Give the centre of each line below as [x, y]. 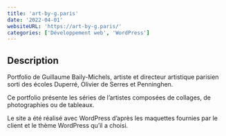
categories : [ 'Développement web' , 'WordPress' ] [78, 33]
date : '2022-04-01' [35, 20]
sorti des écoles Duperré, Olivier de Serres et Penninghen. [90, 84]
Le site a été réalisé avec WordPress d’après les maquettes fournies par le [112, 118]
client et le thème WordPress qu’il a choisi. [68, 126]
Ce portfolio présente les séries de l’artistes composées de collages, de [109, 98]
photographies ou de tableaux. [51, 105]
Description [33, 60]
